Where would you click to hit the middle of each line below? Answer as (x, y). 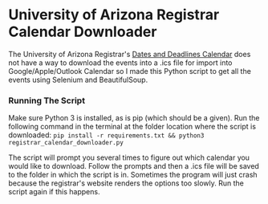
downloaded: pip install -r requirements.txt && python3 (106, 135)
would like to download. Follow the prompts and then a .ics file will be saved (134, 166)
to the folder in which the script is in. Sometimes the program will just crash (133, 175)
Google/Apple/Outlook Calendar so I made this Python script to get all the (130, 71)
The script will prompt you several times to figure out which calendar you (129, 157)
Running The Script (47, 100)
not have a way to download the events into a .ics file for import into (120, 63)
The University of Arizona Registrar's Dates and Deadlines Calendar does (130, 54)
